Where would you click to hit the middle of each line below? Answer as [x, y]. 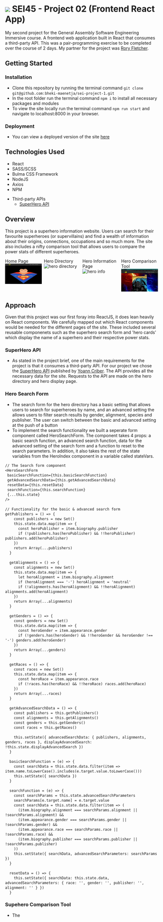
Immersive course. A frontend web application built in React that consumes [80, 38]
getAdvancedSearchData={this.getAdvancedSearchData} [62, 480]
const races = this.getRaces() [45, 727]
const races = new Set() [39, 669]
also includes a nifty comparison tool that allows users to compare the [75, 247]
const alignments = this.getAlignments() [56, 718]
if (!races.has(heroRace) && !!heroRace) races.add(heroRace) [82, 684]
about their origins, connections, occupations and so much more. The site [79, 241]
